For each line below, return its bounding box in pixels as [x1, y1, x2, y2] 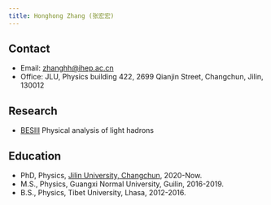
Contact [8, 42, 50, 56]
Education [8, 149, 62, 163]
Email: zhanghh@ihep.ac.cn [20, 63, 114, 73]
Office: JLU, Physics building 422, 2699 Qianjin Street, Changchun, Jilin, [20, 72, 264, 82]
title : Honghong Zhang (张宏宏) [8, 11, 115, 20]
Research [8, 104, 59, 117]
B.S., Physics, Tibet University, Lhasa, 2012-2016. [20, 188, 186, 198]
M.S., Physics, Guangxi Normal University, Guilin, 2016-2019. [20, 179, 225, 189]
